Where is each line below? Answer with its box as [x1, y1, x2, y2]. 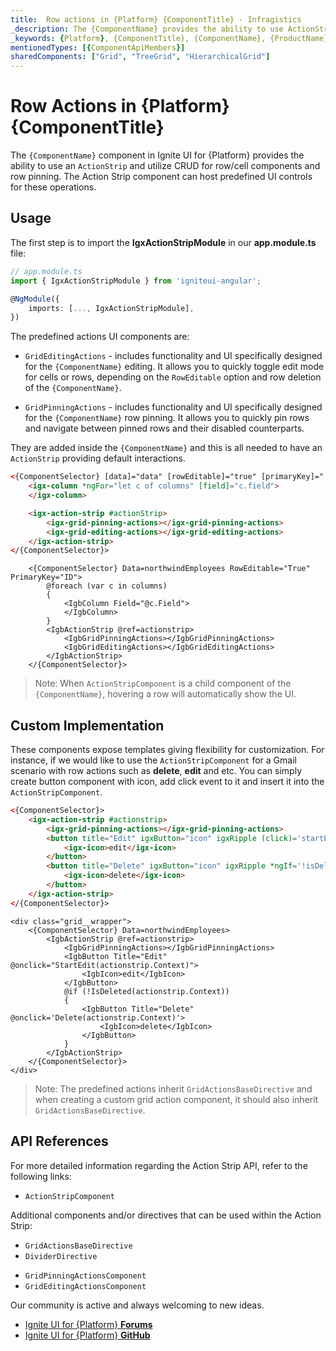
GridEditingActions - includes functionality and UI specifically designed [24, 350, 323, 362]
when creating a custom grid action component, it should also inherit [34, 1093, 319, 1105]
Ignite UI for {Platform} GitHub [24, 1329, 151, 1341]
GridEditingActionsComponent [24, 1281, 147, 1291]
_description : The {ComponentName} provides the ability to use [10, 24, 284, 34]
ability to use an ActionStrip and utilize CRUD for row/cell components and [10, 160, 321, 172]
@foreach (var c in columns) [46, 581, 168, 591]
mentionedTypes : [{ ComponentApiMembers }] [10, 42, 186, 53]
